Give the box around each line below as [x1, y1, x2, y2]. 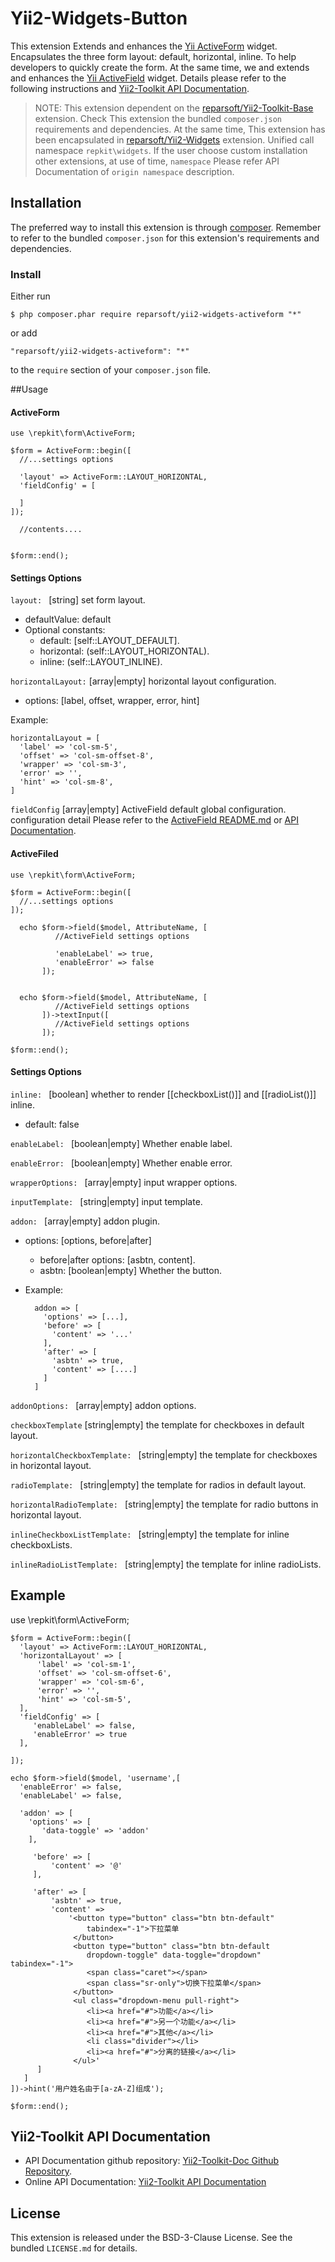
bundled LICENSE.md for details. [10, 2242, 138, 2254]
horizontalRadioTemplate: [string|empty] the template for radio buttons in [10, 1498, 319, 1510]
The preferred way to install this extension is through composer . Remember [10, 221, 322, 233]
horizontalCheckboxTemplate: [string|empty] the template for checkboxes [10, 1448, 318, 1461]
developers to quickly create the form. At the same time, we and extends [10, 61, 310, 73]
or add [10, 327, 38, 339]
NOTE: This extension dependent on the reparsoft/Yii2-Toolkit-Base [34, 102, 314, 114]
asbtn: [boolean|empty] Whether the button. [39, 1264, 222, 1276]
